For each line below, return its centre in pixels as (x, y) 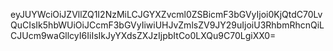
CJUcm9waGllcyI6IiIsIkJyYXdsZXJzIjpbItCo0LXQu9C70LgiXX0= (143, 35)
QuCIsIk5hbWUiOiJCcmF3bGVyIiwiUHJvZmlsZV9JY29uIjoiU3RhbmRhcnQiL (167, 25)
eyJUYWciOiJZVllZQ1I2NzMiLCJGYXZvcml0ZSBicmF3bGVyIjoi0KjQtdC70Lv (166, 14)
